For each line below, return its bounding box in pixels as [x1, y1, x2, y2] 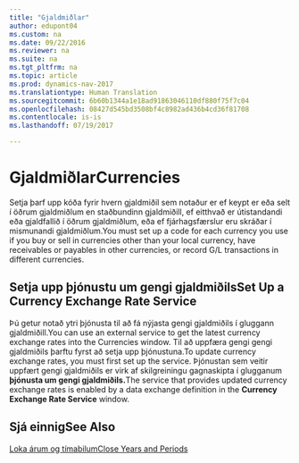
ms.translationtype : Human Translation [9, 88, 158, 97]
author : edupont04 [9, 21, 78, 30]
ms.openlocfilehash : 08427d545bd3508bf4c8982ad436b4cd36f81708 [9, 105, 250, 114]
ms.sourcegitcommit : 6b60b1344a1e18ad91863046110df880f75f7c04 [9, 96, 250, 105]
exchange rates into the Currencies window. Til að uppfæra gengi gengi [9, 336, 273, 347]
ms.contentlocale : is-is [9, 113, 102, 122]
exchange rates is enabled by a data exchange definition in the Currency [9, 383, 278, 394]
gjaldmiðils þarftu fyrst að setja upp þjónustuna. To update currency [9, 346, 257, 357]
